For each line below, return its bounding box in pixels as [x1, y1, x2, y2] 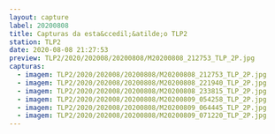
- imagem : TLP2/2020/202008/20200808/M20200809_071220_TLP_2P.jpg [17, 111, 267, 120]
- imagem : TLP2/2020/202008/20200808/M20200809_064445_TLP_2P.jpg [17, 103, 267, 112]
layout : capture [9, 12, 69, 22]
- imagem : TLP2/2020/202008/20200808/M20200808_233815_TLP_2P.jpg [17, 86, 267, 95]
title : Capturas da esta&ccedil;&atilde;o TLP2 [9, 29, 188, 38]
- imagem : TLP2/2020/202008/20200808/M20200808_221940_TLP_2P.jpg [17, 78, 267, 87]
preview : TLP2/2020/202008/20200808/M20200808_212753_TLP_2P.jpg [9, 54, 255, 63]
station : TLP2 [9, 37, 62, 47]
